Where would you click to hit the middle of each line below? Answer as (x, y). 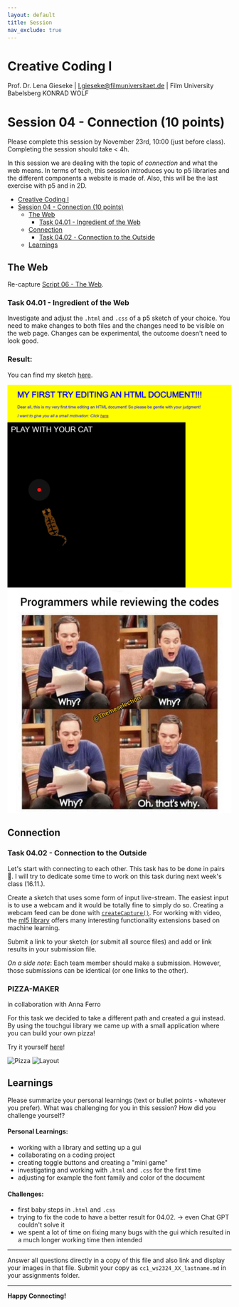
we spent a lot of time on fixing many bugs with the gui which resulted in (124, 1232)
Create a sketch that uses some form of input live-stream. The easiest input (118, 897)
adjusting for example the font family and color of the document (111, 1178)
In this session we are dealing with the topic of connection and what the (113, 163)
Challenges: (26, 1194)
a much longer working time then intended (80, 1240)
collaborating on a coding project (66, 1155)
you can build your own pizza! (52, 1033)
